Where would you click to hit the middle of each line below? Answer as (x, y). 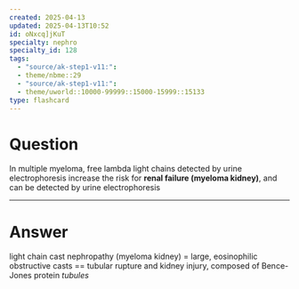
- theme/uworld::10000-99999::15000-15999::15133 (111, 92)
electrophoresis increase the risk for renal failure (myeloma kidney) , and (143, 178)
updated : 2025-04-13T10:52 (59, 26)
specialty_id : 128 (43, 51)
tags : (19, 59)
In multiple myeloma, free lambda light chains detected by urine (126, 169)
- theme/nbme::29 (49, 76)
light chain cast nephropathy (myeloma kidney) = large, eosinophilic (133, 257)
